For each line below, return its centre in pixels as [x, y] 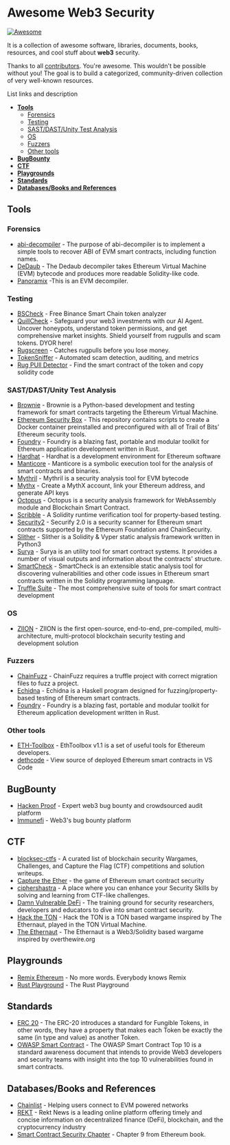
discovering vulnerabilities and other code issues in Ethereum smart [113, 574]
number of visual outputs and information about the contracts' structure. [119, 559]
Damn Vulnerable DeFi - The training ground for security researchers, [116, 902]
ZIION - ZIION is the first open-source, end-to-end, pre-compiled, [110, 628]
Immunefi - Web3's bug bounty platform [74, 820]
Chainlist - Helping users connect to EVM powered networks [103, 1105]
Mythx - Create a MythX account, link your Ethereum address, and [111, 486]
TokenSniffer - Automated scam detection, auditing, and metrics [108, 357]
